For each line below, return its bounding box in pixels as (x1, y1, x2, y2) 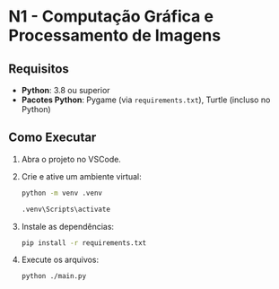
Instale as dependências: (21, 221, 114, 232)
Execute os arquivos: (21, 254, 100, 266)
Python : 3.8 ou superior (21, 85, 110, 95)
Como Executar (8, 130, 97, 145)
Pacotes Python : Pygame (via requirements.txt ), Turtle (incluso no (21, 94, 271, 105)
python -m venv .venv (21, 188, 102, 197)
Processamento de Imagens (8, 25, 222, 46)
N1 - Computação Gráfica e (8, 6, 214, 27)
